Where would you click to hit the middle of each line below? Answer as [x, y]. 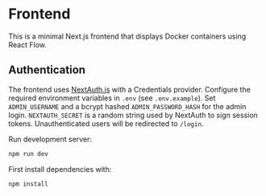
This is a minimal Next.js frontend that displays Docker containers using [127, 36]
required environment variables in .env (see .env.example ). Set [112, 98]
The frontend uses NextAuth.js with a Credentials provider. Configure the [130, 89]
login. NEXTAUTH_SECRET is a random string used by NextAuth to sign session [133, 115]
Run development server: [50, 139]
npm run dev [28, 153]
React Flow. [27, 44]
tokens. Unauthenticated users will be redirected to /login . [106, 123]
